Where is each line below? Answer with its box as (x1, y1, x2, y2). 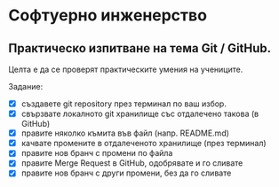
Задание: (8, 82, 44, 91)
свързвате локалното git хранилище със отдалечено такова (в (20, 108, 259, 120)
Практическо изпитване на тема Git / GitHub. (8, 41, 272, 56)
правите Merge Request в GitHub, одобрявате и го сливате (20, 158, 243, 168)
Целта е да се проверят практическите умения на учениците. (8, 64, 243, 74)
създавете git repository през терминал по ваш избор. (20, 98, 227, 109)
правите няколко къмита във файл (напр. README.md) (20, 128, 230, 138)
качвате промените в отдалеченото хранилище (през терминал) (20, 138, 267, 149)
